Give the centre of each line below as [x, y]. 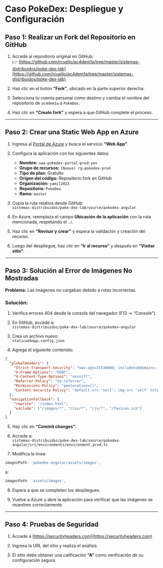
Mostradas [22, 278]
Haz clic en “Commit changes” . [44, 427]
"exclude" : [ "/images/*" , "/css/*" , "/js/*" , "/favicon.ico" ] [78, 408]
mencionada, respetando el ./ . [43, 222]
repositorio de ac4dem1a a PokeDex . [46, 103]
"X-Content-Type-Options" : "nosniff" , [53, 377]
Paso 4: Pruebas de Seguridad [52, 525]
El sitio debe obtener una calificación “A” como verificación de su [78, 555]
